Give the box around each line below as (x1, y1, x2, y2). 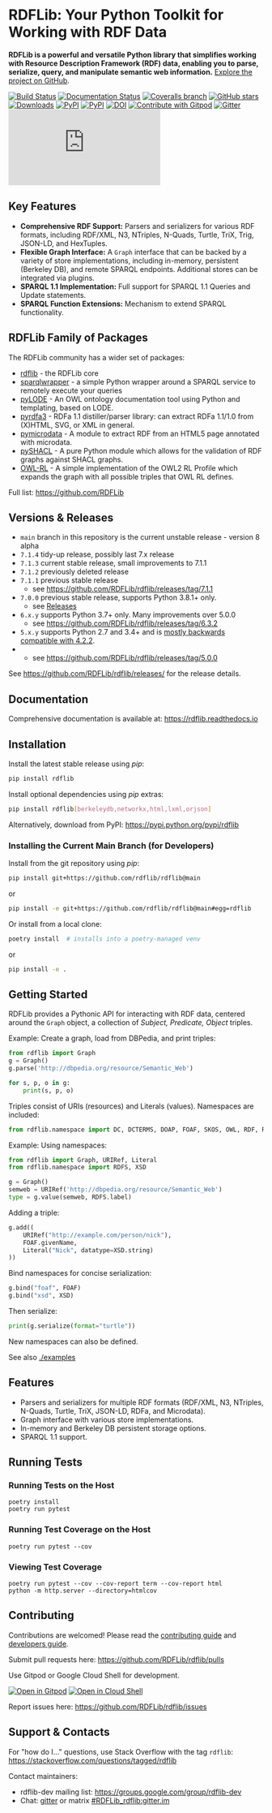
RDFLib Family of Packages (8, 331, 148, 345)
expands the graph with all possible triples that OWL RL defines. (19, 472, 235, 481)
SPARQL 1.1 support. (19, 1432, 87, 1441)
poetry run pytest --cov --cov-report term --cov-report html (8, 1580, 223, 1588)
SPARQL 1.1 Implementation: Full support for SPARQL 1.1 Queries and (19, 282, 251, 291)
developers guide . (8, 1639, 69, 1648)
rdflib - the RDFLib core (19, 368, 100, 378)
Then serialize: (8, 1307, 58, 1316)
